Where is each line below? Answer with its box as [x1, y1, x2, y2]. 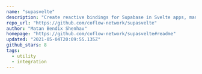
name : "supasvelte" [6, 8, 55, 15]
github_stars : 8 [6, 42, 47, 48]
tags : [6, 48, 20, 54]
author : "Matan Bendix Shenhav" [6, 25, 87, 32]
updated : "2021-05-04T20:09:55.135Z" [6, 36, 101, 42]
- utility [11, 53, 36, 59]
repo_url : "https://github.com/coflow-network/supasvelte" [6, 20, 158, 26]
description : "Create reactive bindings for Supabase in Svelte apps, [6, 14, 187, 20]
